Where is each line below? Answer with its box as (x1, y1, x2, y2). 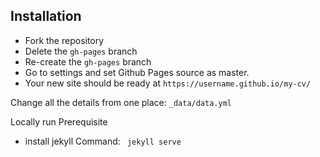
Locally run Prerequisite (10, 115, 108, 128)
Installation (10, 8, 82, 25)
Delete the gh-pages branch (24, 45, 138, 57)
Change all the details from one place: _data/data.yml (10, 96, 232, 108)
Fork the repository (24, 34, 105, 46)
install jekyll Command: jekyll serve (24, 135, 182, 147)
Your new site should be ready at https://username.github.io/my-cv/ (24, 77, 312, 89)
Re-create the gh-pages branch (24, 55, 152, 68)
